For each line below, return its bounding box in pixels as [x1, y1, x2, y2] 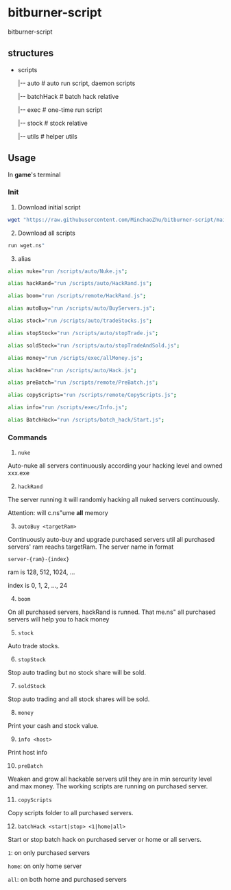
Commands [8, 433, 47, 442]
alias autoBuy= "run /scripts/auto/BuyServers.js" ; [8, 305, 156, 312]
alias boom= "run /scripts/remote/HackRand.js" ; [8, 293, 147, 299]
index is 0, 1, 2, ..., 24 [8, 582, 68, 590]
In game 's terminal [8, 170, 61, 179]
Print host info [8, 749, 47, 757]
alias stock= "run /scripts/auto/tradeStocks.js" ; [8, 317, 153, 324]
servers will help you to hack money [8, 615, 110, 624]
